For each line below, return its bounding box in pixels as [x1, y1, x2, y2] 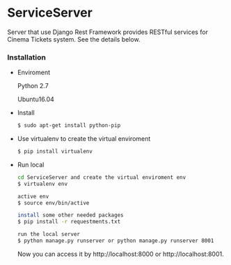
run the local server [17, 231, 80, 238]
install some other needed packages [17, 212, 124, 219]
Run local [17, 160, 45, 169]
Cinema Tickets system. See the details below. [7, 35, 141, 43]
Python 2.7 [17, 82, 49, 90]
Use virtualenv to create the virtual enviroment [17, 135, 151, 143]
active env [17, 193, 49, 200]
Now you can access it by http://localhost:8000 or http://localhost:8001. [17, 250, 224, 258]
